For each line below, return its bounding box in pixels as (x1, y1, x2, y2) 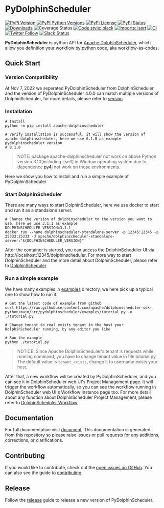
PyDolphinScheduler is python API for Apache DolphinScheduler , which (5, 39, 151, 45)
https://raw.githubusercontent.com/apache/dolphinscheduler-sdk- (16, 305, 152, 310)
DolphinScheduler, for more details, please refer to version (5, 95, 123, 101)
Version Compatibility (5, 74, 58, 81)
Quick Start (5, 59, 41, 67)
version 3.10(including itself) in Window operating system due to (17, 158, 147, 164)
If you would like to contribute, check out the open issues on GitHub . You (5, 465, 153, 471)
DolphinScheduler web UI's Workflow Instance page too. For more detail (5, 389, 151, 395)
